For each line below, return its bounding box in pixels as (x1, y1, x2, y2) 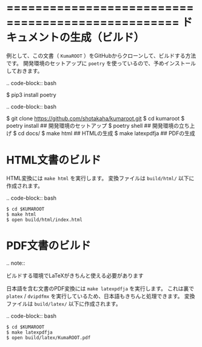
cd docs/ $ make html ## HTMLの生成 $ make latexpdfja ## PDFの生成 (18, 129, 195, 137)
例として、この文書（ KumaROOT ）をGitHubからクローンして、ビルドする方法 (6, 52, 196, 59)
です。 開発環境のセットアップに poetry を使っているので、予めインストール (6, 59, 196, 67)
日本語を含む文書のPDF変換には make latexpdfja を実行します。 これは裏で (6, 284, 195, 292)
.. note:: (6, 259, 25, 267)
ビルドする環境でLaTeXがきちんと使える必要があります (6, 272, 144, 279)
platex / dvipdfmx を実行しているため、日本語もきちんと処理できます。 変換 (6, 292, 195, 300)
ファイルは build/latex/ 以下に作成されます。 (6, 300, 121, 307)
